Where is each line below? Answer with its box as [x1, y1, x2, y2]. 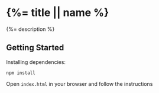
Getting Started [6, 43, 64, 53]
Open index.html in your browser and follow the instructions [6, 80, 153, 87]
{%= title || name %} [6, 6, 109, 20]
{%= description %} [6, 25, 55, 33]
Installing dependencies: [6, 58, 66, 65]
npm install [6, 70, 35, 76]
